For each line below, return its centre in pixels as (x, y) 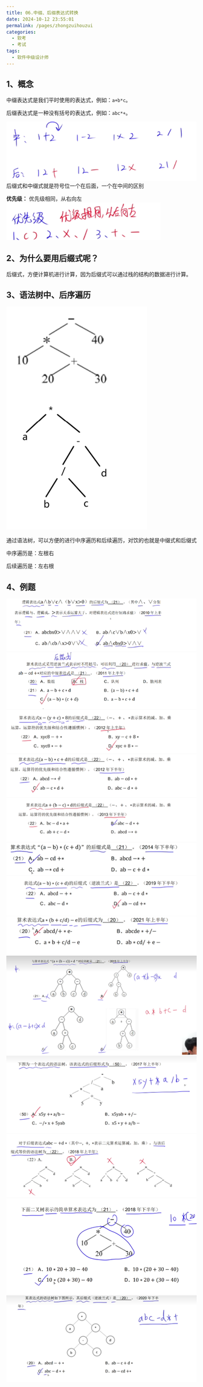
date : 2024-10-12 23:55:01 (40, 19)
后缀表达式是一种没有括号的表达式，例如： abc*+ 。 (69, 112)
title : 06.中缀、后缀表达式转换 (42, 13)
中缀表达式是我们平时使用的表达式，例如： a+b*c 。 (69, 100)
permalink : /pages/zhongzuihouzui (50, 25)
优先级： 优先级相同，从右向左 (44, 198)
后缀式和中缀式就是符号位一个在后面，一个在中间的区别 (75, 186)
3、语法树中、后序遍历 (49, 295)
